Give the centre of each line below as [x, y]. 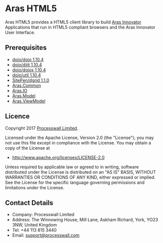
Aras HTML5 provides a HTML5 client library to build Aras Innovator [73, 22]
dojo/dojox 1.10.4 [29, 70]
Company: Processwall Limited [43, 215]
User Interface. [20, 32]
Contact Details [29, 203]
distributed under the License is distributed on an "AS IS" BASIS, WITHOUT [81, 172]
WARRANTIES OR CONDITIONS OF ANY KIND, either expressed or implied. [80, 177]
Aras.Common [27, 85]
